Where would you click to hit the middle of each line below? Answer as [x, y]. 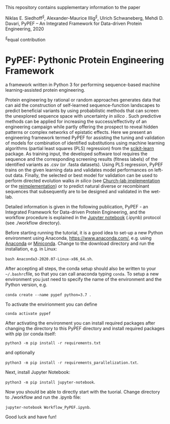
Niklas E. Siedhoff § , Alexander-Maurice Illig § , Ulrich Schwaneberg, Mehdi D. [84, 17]
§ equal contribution [25, 39]
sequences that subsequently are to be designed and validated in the [78, 192]
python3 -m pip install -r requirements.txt [53, 343]
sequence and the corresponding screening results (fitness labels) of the [82, 159]
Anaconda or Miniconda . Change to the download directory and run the [80, 243]
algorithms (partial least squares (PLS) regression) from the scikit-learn [80, 149]
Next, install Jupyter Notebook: [38, 372]
